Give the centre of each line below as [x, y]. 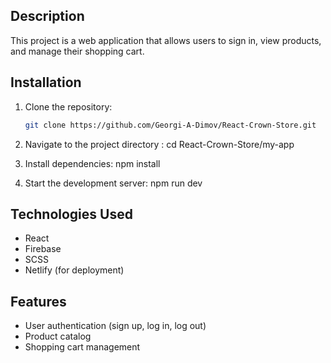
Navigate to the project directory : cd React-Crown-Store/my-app [159, 144]
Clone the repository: [68, 106]
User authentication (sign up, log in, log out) [115, 326]
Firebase [43, 249]
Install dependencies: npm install [92, 163]
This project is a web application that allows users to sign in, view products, [166, 40]
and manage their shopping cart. [77, 51]
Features [38, 301]
